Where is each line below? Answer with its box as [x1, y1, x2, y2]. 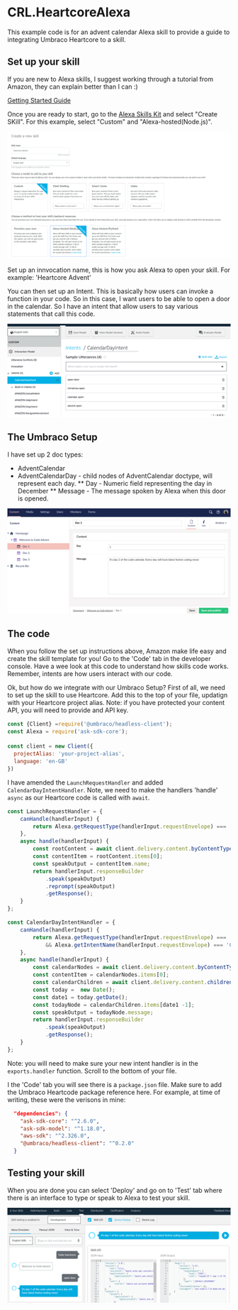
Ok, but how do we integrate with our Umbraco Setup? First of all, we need [7, 683, 225, 692]
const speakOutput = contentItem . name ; [33, 860, 151, 867]
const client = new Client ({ [7, 743, 93, 750]
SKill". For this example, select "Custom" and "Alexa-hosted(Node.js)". [7, 117, 212, 126]
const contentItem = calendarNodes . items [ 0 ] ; [33, 971, 170, 978]
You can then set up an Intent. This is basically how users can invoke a [7, 287, 214, 295]
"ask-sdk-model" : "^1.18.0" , [20, 1125, 106, 1132]
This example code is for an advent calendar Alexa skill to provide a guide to [7, 28, 230, 36]
